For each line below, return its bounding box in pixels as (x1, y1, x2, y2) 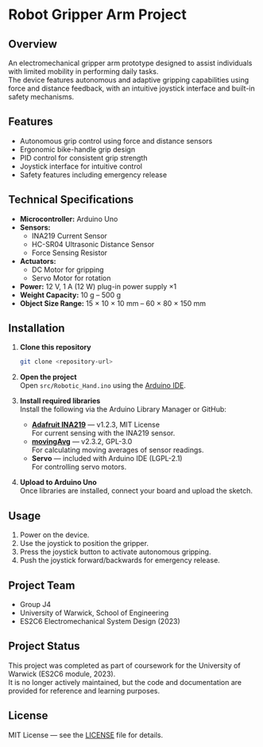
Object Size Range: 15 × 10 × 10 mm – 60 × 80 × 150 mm (19, 298, 207, 308)
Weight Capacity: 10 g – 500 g (19, 290, 122, 300)
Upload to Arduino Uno (19, 478, 97, 487)
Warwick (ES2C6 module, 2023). (8, 669, 116, 679)
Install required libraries (19, 396, 101, 406)
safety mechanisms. (8, 92, 75, 101)
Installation (8, 322, 65, 335)
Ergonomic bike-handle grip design (19, 145, 136, 154)
